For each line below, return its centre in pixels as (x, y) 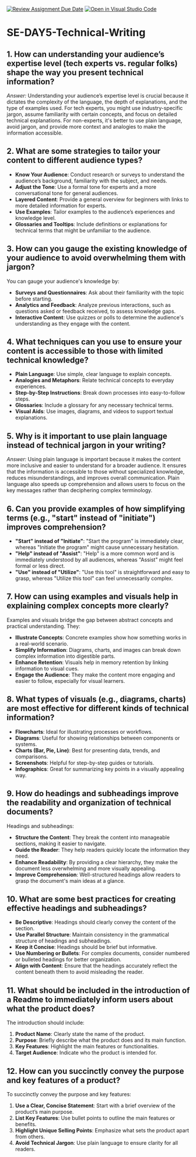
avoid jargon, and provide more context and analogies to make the (86, 127)
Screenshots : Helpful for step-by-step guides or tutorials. (85, 762)
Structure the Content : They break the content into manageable (92, 837)
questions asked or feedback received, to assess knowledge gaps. (95, 311)
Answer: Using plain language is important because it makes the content (94, 460)
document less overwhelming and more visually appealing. (86, 868)
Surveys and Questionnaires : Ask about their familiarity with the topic (99, 292)
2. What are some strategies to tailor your (84, 151)
